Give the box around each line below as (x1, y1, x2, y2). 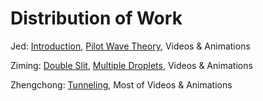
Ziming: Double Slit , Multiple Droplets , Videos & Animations (10, 59, 253, 71)
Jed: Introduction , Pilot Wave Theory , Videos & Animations (10, 40, 251, 52)
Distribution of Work (10, 7, 183, 30)
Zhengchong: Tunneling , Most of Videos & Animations (10, 78, 233, 91)
